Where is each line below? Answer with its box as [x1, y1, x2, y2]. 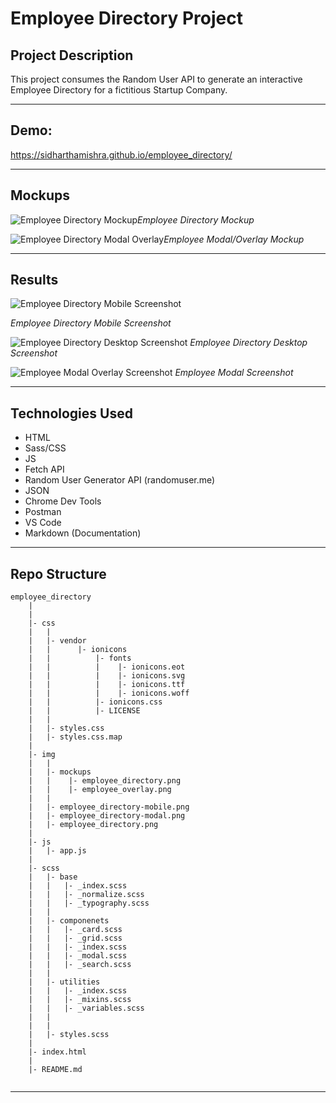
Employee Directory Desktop [189, 337, 308, 349]
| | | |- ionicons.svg [28, 671, 186, 681]
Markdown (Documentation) [24, 527, 142, 539]
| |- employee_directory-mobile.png [28, 802, 190, 812]
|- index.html [28, 1047, 87, 1057]
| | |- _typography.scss [28, 898, 150, 909]
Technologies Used [10, 405, 133, 422]
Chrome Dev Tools [24, 495, 102, 507]
